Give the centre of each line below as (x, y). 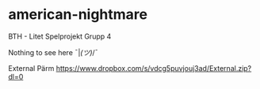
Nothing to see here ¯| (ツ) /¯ (54, 52)
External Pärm (31, 68)
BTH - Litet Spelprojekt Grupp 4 (60, 36)
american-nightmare (78, 15)
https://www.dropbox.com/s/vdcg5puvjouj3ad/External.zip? (154, 68)
